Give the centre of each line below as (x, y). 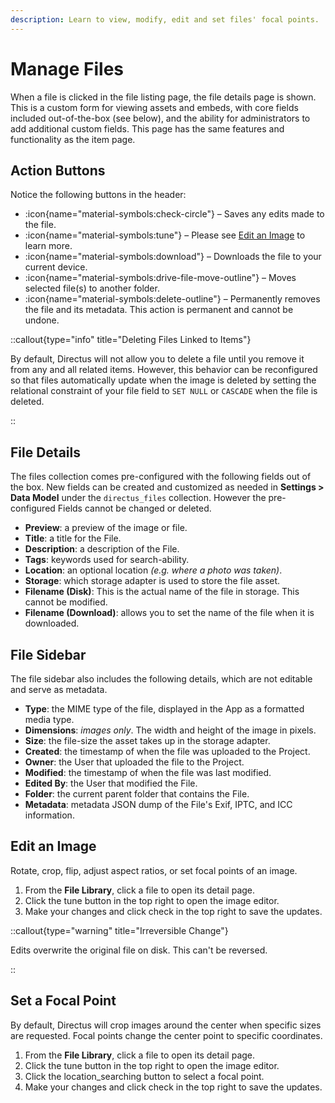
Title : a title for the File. (73, 538)
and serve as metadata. (59, 689)
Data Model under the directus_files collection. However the (138, 498)
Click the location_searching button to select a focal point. (144, 1076)
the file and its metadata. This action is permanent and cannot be (159, 310)
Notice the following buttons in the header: (98, 195)
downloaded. (52, 623)
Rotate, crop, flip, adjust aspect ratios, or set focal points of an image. (154, 870)
